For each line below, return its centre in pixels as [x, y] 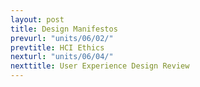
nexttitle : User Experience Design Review [100, 66]
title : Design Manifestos [64, 29]
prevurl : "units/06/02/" [62, 38]
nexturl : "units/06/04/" [62, 57]
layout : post [37, 19]
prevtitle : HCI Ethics [57, 47]
